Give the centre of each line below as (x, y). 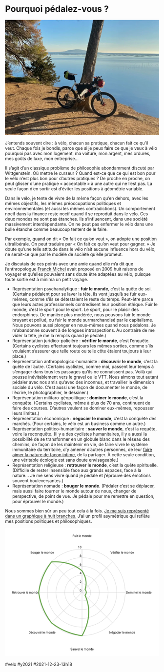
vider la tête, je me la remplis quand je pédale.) (59, 335)
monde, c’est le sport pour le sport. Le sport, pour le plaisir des (75, 309)
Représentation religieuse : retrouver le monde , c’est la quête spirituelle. (85, 465)
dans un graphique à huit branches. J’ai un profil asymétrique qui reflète (78, 516)
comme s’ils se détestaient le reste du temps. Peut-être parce (92, 299)
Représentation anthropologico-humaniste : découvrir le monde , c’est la (85, 361)
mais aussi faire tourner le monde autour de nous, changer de (74, 491)
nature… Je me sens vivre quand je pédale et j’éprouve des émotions (82, 475)
